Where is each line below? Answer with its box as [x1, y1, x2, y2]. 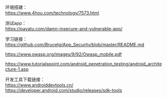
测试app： [5, 20, 27, 26]
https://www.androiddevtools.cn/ [5, 82, 74, 88]
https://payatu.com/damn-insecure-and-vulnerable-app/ [5, 26, 123, 31]
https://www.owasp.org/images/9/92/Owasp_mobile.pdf [5, 51, 122, 57]
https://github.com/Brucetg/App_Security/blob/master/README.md [5, 42, 144, 47]
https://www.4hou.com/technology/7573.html [5, 10, 99, 16]
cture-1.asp [5, 66, 29, 72]
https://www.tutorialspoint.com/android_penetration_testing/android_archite [5, 61, 162, 67]
